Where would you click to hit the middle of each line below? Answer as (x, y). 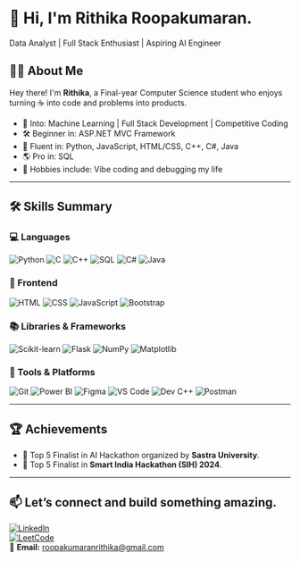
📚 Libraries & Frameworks (68, 326)
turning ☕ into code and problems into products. (98, 103)
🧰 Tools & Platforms (52, 372)
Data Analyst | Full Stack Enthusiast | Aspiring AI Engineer (115, 43)
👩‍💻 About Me (46, 71)
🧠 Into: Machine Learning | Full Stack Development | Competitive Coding (155, 123)
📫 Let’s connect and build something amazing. (143, 502)
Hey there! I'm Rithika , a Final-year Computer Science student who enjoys (146, 92)
